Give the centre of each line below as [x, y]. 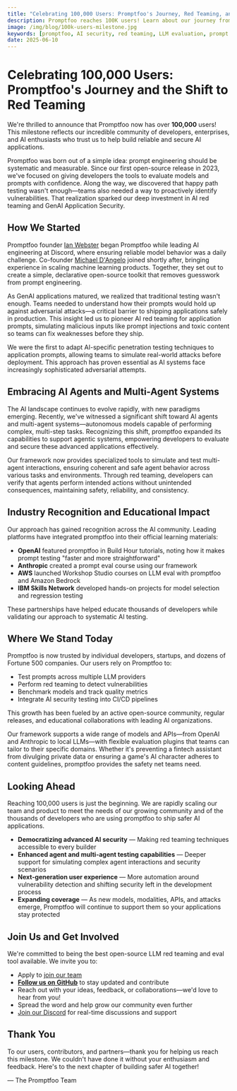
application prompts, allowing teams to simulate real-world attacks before [114, 354]
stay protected [39, 915]
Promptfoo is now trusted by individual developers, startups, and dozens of [116, 656]
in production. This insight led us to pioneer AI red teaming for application [114, 318]
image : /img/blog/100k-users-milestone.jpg [72, 27]
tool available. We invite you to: [53, 961]
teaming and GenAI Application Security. [66, 206]
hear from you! [39, 997]
